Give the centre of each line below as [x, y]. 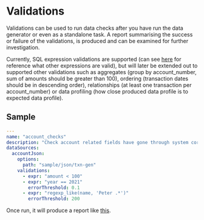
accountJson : [28, 154]
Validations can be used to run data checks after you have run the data [95, 28]
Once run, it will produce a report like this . [59, 210]
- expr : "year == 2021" [53, 182]
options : [28, 159]
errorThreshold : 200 [54, 199]
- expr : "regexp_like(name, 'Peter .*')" [76, 193]
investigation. [23, 47]
